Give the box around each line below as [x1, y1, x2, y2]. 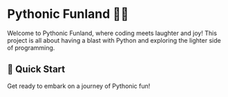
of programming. [7, 43, 55, 52]
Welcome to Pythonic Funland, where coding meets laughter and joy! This [7, 29, 218, 37]
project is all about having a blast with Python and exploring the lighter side [7, 36, 221, 44]
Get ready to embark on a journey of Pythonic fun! [7, 82, 151, 90]
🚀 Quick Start [7, 63, 66, 75]
